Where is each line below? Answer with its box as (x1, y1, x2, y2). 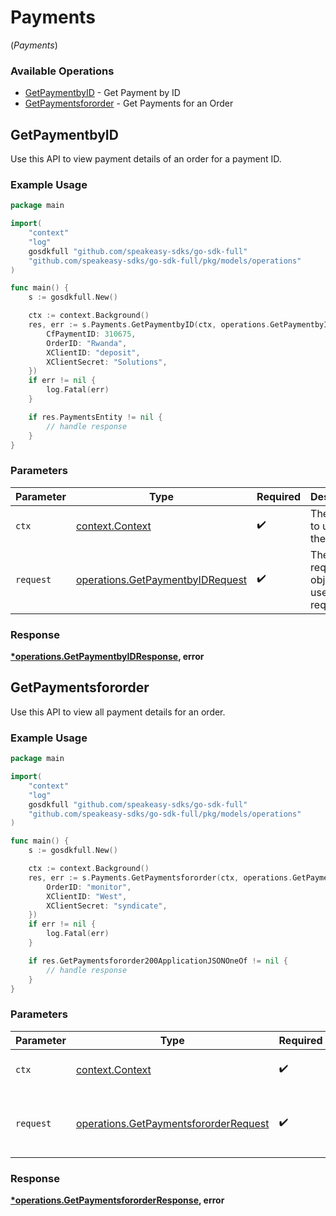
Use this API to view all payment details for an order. (10, 706, 226, 718)
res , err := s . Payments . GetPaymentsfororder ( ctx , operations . (28, 872, 293, 883)
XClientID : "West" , (46, 891, 128, 901)
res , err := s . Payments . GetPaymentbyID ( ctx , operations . (28, 320, 271, 330)
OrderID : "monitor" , (46, 882, 132, 892)
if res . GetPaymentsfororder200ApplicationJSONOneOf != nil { (28, 956, 288, 966)
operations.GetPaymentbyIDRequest (75, 572, 248, 586)
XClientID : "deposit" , (46, 347, 141, 358)
